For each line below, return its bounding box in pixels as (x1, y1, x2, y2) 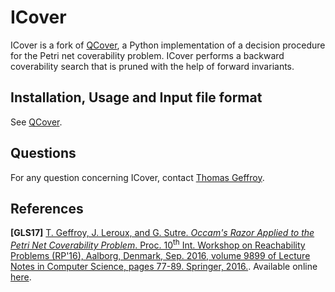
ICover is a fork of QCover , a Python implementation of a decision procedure (10, 39, 326, 51)
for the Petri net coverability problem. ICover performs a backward (10, 49, 285, 61)
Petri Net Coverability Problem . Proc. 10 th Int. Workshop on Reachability (10, 237, 306, 251)
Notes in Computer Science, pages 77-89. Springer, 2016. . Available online (10, 261, 318, 273)
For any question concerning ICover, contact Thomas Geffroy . (10, 171, 265, 183)
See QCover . (10, 116, 63, 128)
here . (10, 271, 32, 283)
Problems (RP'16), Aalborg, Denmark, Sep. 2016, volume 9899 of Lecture (10, 250, 311, 262)
